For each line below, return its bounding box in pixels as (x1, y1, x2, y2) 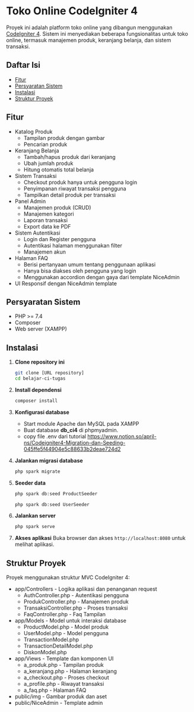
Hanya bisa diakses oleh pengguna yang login (23, 267, 136, 274)
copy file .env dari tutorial (23, 433, 87, 440)
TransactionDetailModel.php (23, 642, 93, 649)
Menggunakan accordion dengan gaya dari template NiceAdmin (23, 273, 180, 280)
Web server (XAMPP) (14, 326, 67, 333)
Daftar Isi (6, 60, 40, 70)
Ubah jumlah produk (23, 160, 74, 167)
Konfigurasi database (14, 408, 69, 416)
